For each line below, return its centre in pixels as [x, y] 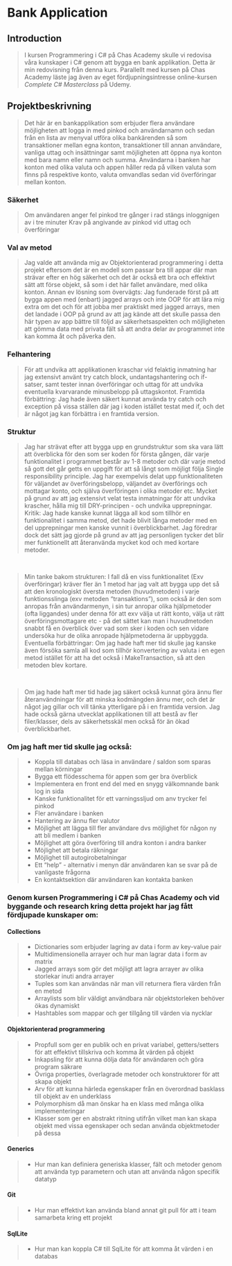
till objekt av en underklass [73, 1096]
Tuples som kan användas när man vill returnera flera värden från [128, 984]
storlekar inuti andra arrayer [74, 976]
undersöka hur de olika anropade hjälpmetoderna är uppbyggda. [116, 635]
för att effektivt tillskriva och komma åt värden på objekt [114, 1052]
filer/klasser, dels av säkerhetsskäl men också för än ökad [107, 721]
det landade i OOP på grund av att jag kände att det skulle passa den [122, 314]
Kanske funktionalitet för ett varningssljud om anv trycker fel [121, 799]
